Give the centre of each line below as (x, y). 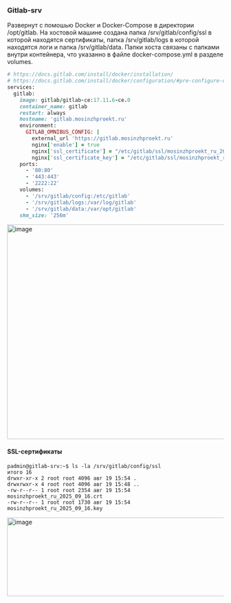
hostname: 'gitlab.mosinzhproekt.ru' (74, 119)
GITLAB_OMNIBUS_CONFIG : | (62, 132)
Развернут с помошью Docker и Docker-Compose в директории (101, 25)
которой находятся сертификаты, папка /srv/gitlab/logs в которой (103, 40)
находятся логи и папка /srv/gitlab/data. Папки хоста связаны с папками (113, 47)
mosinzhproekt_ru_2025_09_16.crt (55, 496)
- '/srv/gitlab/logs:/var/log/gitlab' (81, 202)
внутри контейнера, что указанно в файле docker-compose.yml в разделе (115, 54)
